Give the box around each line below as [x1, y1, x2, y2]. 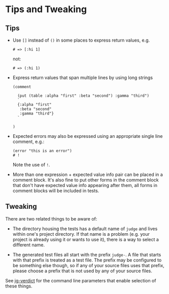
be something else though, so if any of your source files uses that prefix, [12, 262, 165, 268]
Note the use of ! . [12, 162, 50, 168]
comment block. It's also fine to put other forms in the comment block [12, 177, 159, 183]
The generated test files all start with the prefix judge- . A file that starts [12, 251, 161, 258]
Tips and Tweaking [5, 4, 87, 15]
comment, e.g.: [12, 138, 45, 144]
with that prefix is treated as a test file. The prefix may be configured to [12, 257, 162, 263]
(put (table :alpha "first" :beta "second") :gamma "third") [17, 93, 150, 98]
